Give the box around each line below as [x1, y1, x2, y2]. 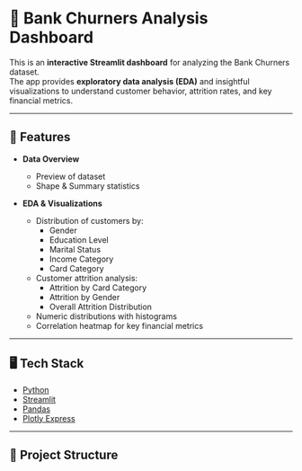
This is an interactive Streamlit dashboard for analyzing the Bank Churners [9, 57, 290, 67]
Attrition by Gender [49, 291, 120, 302]
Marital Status [49, 244, 102, 254]
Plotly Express [22, 413, 75, 423]
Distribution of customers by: [35, 215, 144, 226]
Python [22, 384, 49, 395]
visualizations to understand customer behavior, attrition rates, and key [9, 85, 272, 96]
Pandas [22, 404, 51, 414]
